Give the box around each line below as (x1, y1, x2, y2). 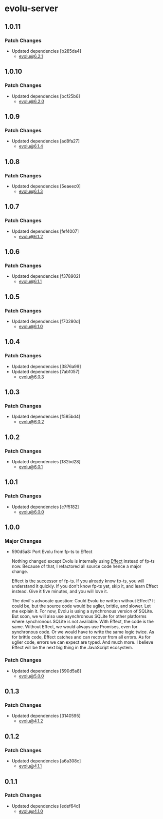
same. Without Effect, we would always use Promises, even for (11, 624, 138, 630)
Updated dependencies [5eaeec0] (11, 183, 81, 189)
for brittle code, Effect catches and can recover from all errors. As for (11, 634, 151, 640)
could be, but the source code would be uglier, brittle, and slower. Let (11, 603, 151, 609)
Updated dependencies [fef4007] (11, 228, 79, 234)
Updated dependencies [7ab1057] (11, 369, 80, 374)
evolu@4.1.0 (18, 808, 43, 814)
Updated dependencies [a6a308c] (11, 758, 81, 764)
